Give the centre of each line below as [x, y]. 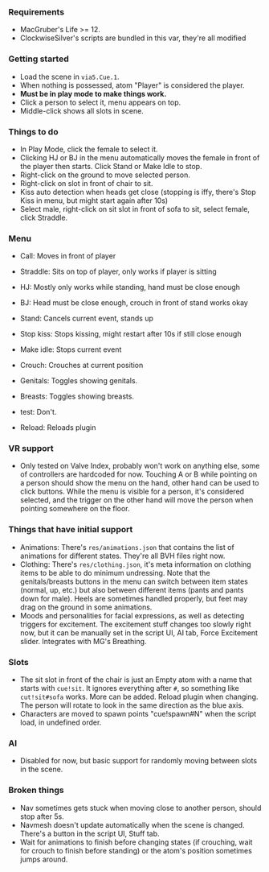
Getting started [39, 59]
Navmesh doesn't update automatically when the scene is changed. [132, 824]
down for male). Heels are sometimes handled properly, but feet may [134, 598]
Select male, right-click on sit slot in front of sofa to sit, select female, [135, 209]
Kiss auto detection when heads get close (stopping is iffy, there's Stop [138, 192]
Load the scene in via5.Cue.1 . [69, 76]
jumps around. [44, 859]
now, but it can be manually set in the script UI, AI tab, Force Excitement [139, 632]
